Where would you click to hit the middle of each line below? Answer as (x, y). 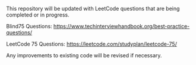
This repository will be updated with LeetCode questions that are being (93, 9)
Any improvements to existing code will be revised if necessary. (84, 55)
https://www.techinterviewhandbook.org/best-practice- (121, 26)
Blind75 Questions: (29, 26)
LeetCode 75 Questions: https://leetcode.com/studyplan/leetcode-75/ (91, 44)
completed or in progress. (38, 15)
